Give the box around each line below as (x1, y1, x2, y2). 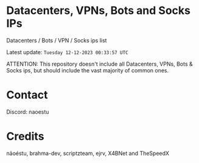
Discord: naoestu (6, 108, 49, 116)
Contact (6, 88, 48, 102)
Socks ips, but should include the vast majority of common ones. (6, 66, 169, 74)
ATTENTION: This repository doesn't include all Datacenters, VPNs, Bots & (6, 60, 193, 68)
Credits (6, 130, 44, 144)
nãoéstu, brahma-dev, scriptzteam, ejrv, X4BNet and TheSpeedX (6, 150, 169, 157)
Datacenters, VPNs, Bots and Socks (6, 4, 190, 18)
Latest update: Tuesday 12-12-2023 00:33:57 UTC (6, 48, 129, 55)
